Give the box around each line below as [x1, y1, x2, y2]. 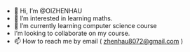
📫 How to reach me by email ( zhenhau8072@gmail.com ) [13, 37, 184, 45]
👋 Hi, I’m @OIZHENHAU [13, 7, 83, 15]
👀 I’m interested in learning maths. [13, 14, 113, 22]
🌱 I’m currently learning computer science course [13, 22, 157, 30]
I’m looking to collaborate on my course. [13, 29, 130, 37]
